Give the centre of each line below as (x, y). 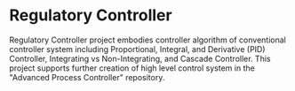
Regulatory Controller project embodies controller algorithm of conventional (147, 40)
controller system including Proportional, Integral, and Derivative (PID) (137, 49)
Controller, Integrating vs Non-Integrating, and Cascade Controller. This (140, 58)
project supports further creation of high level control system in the (132, 68)
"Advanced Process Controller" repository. (87, 77)
